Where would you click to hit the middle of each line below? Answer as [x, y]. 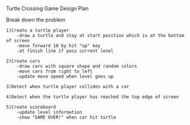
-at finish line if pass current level [65, 51]
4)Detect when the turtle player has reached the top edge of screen [93, 97]
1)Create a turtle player [37, 30]
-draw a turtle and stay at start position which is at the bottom [100, 36]
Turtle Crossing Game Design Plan [47, 8]
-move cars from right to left [55, 71]
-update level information [49, 112]
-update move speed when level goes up [65, 77]
